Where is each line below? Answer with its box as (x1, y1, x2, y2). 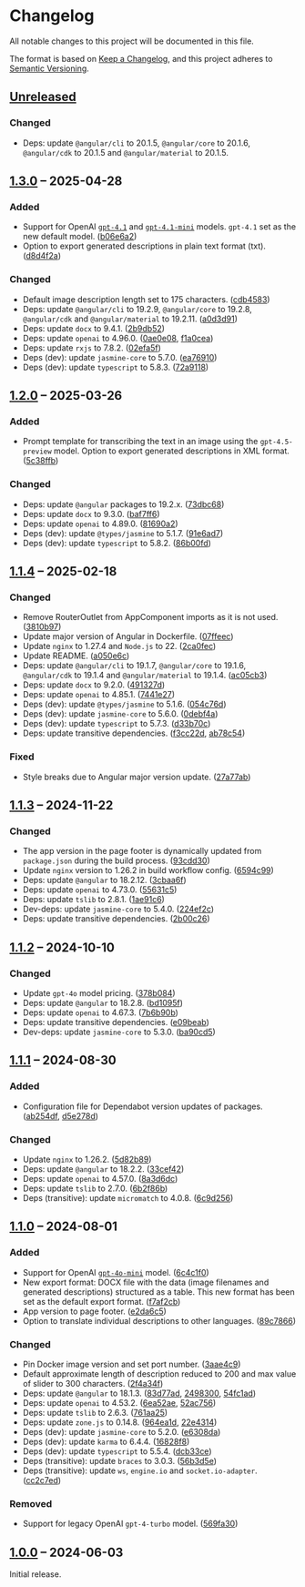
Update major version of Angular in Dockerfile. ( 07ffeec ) (22, 631, 234, 642)
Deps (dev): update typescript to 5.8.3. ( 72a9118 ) (22, 361, 209, 372)
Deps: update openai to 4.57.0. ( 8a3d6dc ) (22, 1173, 178, 1184)
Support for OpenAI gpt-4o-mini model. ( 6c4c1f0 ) (22, 1267, 209, 1277)
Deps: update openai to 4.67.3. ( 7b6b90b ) (22, 1007, 179, 1018)
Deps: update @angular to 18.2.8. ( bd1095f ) (22, 997, 184, 1008)
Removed (9, 1497, 53, 1510)
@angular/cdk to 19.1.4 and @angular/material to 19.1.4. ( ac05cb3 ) (22, 670, 268, 681)
